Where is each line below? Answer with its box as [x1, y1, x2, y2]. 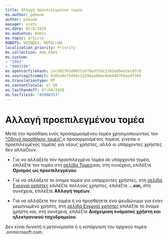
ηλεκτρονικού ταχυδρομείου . [12, 214, 77, 220]
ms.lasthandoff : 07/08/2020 [5, 87, 65, 93]
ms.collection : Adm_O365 [5, 50, 58, 55]
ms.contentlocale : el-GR [5, 83, 58, 88]
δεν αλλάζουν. [5, 147, 37, 153]
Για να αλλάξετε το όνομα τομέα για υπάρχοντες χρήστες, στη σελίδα [12, 177, 163, 183]
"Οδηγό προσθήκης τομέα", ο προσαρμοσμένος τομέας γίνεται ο [5, 136, 140, 142]
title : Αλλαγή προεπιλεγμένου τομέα [5, 7, 82, 13]
